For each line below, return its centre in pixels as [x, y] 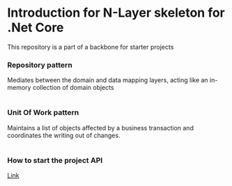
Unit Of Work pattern [43, 113]
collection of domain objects [73, 88]
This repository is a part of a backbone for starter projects [91, 47]
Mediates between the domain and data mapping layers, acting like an [108, 80]
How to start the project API [55, 160]
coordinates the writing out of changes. [64, 135]
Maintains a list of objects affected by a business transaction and [100, 127]
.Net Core [36, 28]
